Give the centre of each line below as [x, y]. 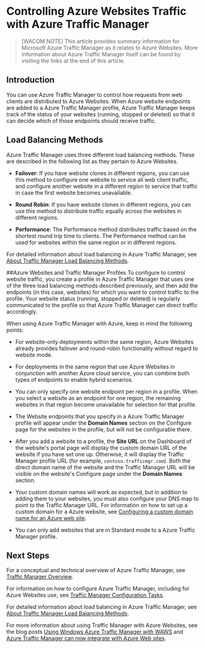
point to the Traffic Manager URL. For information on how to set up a [101, 505]
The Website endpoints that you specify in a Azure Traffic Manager [100, 416]
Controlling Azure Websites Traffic [96, 11]
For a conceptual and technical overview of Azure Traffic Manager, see [96, 570]
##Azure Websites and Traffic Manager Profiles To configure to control [96, 272]
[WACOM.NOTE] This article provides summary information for [100, 41]
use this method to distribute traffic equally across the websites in [98, 211]
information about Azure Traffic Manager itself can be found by [101, 54]
